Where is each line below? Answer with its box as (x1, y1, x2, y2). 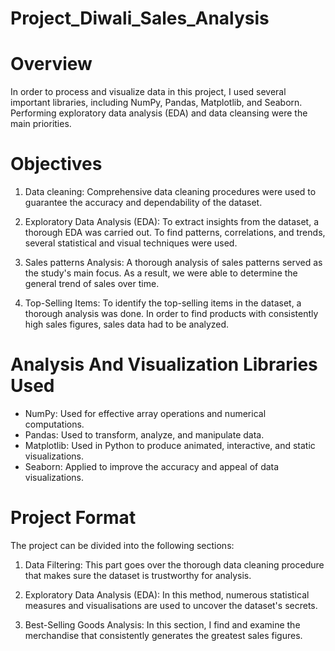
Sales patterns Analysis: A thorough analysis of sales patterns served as (24, 257, 323, 269)
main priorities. (10, 118, 72, 130)
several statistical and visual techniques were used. (24, 237, 238, 249)
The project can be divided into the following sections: (10, 539, 235, 551)
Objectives (10, 153, 103, 176)
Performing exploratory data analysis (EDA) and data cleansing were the (10, 107, 308, 119)
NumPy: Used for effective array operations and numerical (24, 408, 267, 419)
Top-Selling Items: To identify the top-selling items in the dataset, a (24, 297, 302, 309)
